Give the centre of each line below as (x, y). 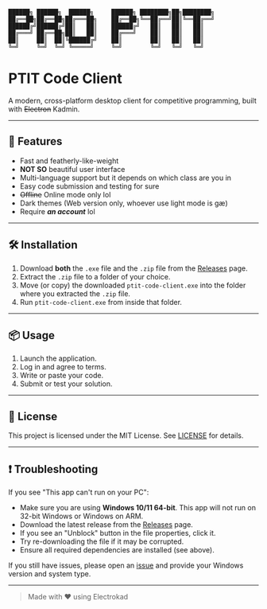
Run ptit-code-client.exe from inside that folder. (101, 302)
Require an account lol (57, 211)
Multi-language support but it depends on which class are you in (126, 178)
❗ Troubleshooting (53, 469)
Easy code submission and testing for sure (89, 186)
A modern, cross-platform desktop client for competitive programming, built (132, 100)
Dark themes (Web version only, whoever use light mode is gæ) (124, 203)
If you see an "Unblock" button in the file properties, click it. (118, 533)
